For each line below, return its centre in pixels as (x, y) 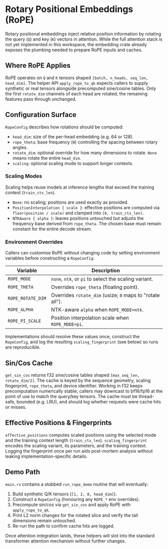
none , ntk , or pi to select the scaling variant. (102, 279)
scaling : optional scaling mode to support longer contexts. (73, 163)
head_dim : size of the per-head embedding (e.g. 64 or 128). (73, 136)
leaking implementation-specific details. (46, 456)
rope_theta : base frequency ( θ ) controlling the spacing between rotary (85, 142)
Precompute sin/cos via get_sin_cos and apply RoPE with (71, 504)
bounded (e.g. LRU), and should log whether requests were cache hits (89, 401)
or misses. (16, 407)
